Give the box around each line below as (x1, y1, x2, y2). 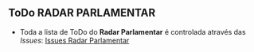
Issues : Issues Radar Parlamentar (19, 35, 130, 45)
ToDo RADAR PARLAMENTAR (8, 6, 156, 20)
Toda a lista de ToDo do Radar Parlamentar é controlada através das (19, 27, 246, 36)
